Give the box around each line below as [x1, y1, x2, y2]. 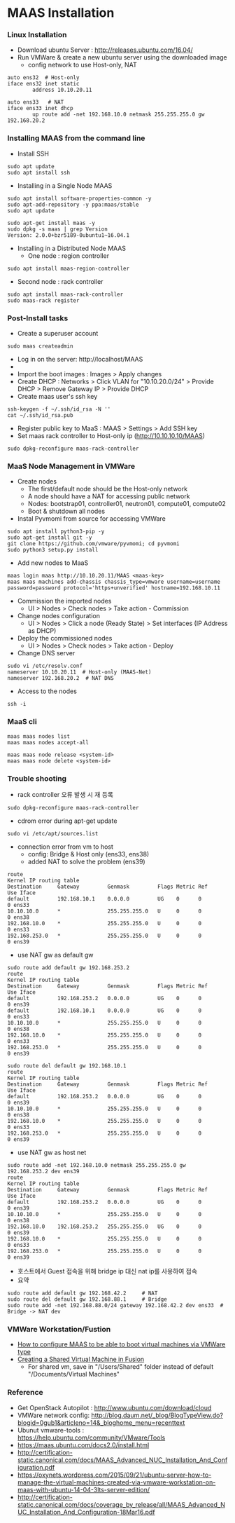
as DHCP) [27, 627, 57, 635]
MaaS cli [7, 717, 37, 727]
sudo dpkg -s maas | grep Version [7, 226, 108, 233]
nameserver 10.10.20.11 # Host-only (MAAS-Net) [7, 669, 152, 676]
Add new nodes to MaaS [17, 559, 89, 567]
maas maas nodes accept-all [7, 739, 90, 746]
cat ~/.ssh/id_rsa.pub [7, 412, 73, 419]
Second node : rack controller [17, 277, 104, 285]
